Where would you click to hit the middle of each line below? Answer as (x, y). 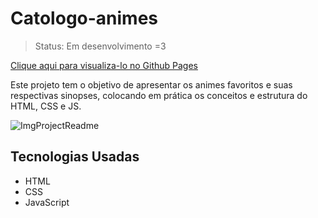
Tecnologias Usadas (75, 157)
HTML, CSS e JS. (46, 106)
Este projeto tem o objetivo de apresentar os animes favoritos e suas (151, 84)
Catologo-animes (84, 18)
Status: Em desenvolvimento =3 (100, 46)
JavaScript (47, 202)
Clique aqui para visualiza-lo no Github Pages (104, 65)
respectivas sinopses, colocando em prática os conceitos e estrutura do (159, 95)
